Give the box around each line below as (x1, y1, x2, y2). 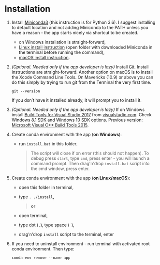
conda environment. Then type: (11, 246, 74, 251)
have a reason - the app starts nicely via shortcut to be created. (11, 30, 139, 35)
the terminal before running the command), (18, 49, 105, 55)
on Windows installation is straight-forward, (18, 39, 106, 45)
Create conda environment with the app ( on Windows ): (11, 131, 122, 137)
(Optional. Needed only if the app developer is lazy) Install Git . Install (11, 64, 149, 70)
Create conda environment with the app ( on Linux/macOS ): (11, 175, 131, 181)
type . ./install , (18, 194, 54, 200)
